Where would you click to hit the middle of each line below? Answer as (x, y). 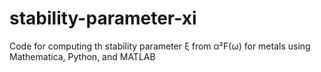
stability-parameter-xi (103, 18)
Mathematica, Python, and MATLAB (82, 56)
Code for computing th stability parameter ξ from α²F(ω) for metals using (160, 46)
